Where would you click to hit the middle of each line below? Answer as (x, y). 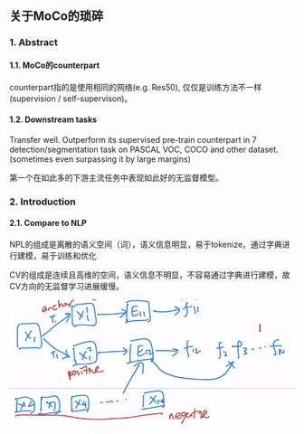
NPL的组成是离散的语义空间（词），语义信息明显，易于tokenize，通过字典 (146, 244)
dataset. (263, 149)
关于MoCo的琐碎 (57, 16)
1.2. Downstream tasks (53, 119)
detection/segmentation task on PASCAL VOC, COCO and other (128, 149)
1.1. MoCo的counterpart (55, 65)
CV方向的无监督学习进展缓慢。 (66, 286)
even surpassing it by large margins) (123, 159)
